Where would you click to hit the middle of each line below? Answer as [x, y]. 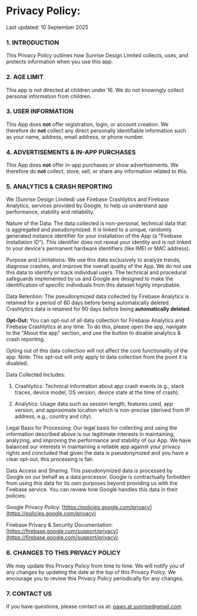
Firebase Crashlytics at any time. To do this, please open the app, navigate [96, 327]
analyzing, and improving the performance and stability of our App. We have [98, 441]
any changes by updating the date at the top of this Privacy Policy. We [91, 572]
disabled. [17, 363]
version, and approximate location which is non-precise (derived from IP [102, 410]
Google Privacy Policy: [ [35, 507]
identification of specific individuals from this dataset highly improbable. [94, 285]
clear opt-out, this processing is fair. [50, 459]
